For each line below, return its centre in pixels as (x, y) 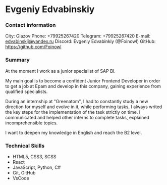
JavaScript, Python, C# (37, 167)
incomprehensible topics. (32, 123)
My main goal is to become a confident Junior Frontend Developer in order (83, 81)
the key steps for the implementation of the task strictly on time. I (73, 112)
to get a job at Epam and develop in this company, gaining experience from (83, 86)
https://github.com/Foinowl (33, 47)
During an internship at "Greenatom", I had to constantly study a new (77, 101)
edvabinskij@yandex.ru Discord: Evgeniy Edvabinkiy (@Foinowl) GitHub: (80, 41)
